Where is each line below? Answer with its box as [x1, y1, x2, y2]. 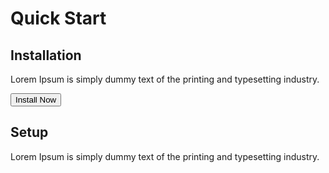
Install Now [15, 95, 57, 105]
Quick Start [10, 7, 107, 30]
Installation [10, 47, 82, 64]
